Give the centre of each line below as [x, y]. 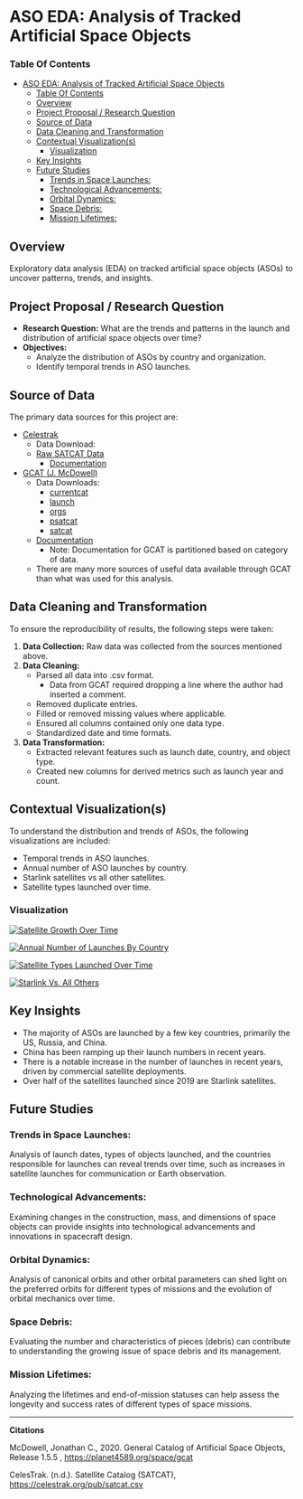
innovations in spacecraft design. [71, 1236]
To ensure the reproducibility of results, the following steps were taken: [142, 628]
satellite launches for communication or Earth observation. [118, 1174]
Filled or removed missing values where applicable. [131, 713]
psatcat [64, 521]
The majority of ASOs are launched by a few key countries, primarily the [156, 1032]
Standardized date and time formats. [104, 732]
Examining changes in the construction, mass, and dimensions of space [143, 1217]
